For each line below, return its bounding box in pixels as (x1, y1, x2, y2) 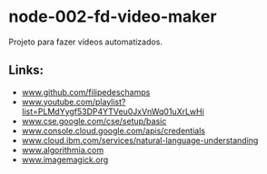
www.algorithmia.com (21, 144, 104, 155)
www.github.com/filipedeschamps (21, 86, 151, 97)
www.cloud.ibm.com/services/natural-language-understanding (21, 134, 259, 146)
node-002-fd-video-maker (8, 6, 217, 27)
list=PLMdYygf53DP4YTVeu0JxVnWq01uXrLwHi (21, 106, 205, 117)
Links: (8, 63, 44, 78)
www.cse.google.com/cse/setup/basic (21, 115, 167, 126)
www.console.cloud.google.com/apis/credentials (21, 125, 206, 136)
